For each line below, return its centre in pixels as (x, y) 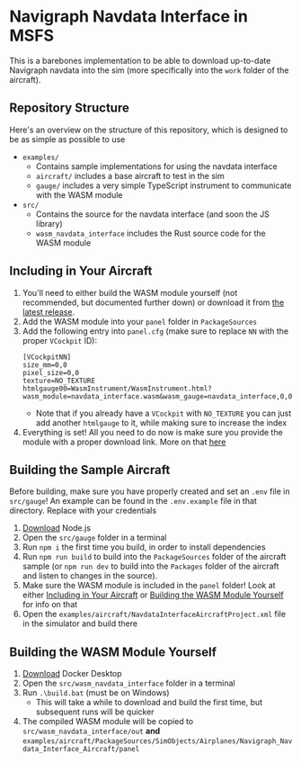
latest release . (48, 311)
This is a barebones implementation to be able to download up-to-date (140, 60)
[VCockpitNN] (47, 357)
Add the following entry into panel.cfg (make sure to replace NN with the (155, 331)
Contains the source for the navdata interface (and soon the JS (152, 214)
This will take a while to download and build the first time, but (149, 703)
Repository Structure (70, 108)
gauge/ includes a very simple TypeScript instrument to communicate (164, 185)
